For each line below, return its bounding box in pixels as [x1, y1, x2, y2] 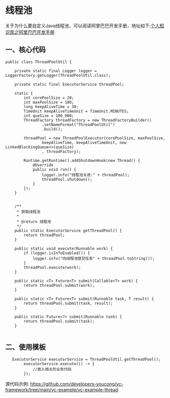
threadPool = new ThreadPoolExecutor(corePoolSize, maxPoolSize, [23, 135, 166, 141]
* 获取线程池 [16, 209, 41, 214]
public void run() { [32, 167, 77, 172]
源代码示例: [5, 381, 30, 387]
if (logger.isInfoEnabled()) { [23, 250, 90, 256]
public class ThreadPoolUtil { [5, 59, 72, 65]
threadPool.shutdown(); [41, 177, 93, 182]
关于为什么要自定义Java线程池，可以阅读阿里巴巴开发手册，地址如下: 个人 [5, 23, 160, 29]
